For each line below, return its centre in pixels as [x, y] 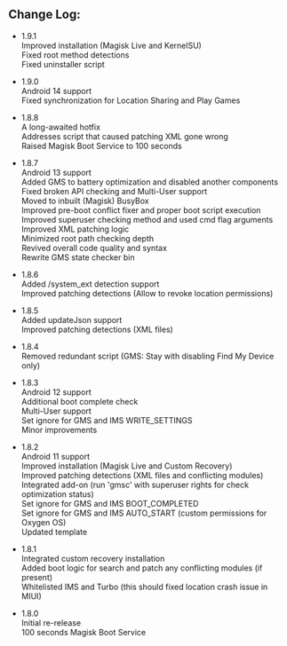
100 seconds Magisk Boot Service [84, 632]
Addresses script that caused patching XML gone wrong [124, 136]
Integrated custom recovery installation [93, 558]
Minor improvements [59, 429]
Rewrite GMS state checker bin [78, 257]
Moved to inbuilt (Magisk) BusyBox [85, 201]
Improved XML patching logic [75, 229]
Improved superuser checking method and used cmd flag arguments [147, 219]
